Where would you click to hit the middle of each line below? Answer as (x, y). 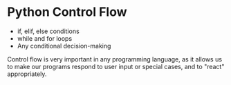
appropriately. (27, 74)
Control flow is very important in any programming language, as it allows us (115, 59)
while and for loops (45, 38)
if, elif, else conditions (48, 31)
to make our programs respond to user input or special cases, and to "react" (116, 66)
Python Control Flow (67, 12)
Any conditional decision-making (64, 46)
